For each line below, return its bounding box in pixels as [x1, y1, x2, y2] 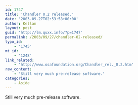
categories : [5, 76, 30, 81]
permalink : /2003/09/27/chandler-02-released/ [5, 35, 103, 40]
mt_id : [5, 48, 19, 53]
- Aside [14, 80, 30, 85]
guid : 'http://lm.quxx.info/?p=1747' [5, 30, 83, 35]
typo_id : [5, 39, 23, 44]
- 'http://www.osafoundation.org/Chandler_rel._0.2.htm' [14, 62, 134, 67]
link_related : [5, 58, 35, 63]
